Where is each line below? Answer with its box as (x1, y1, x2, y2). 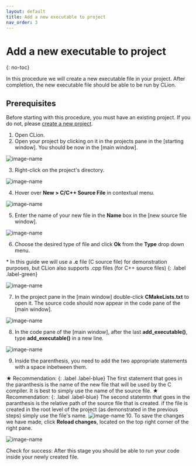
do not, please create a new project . (6, 120, 94, 127)
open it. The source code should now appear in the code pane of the (14, 299, 181, 307)
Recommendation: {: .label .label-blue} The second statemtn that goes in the (6, 393, 190, 401)
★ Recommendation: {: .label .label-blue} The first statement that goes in (6, 375, 183, 382)
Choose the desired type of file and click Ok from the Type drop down (14, 241, 184, 248)
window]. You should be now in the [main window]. (14, 144, 138, 151)
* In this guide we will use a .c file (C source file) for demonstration (6, 258, 168, 265)
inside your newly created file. (6, 454, 79, 461)
